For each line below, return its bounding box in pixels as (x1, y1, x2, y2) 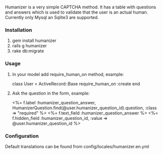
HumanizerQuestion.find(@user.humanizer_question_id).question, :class (12, 105, 157, 111)
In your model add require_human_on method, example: (12, 71, 124, 77)
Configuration (5, 133, 39, 139)
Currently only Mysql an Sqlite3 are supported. (5, 15, 99, 20)
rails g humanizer (12, 43, 47, 49)
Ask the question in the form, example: (12, 90, 90, 96)
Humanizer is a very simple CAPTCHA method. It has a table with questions (5, 4, 157, 10)
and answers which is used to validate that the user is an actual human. (5, 9, 148, 15)
